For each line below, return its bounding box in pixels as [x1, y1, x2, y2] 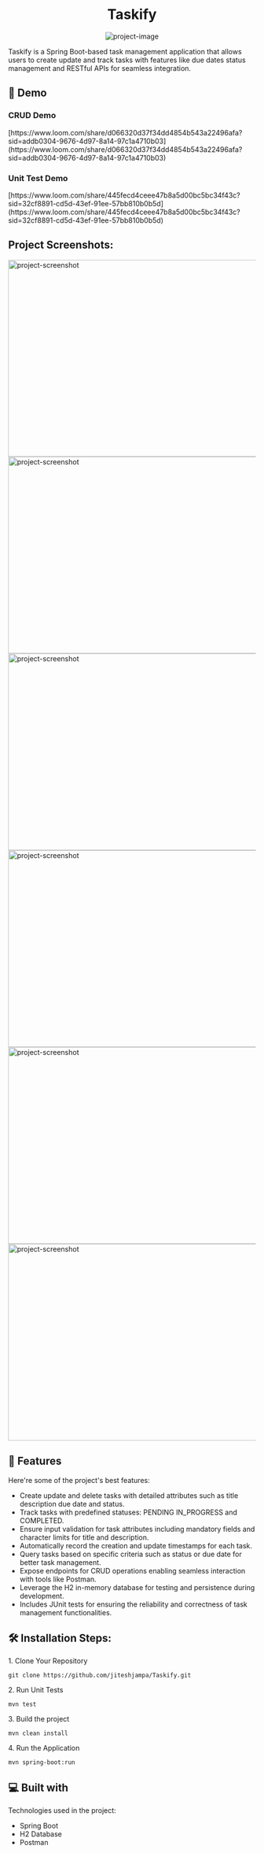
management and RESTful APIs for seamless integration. [8, 63, 191, 72]
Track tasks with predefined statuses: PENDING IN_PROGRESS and [19, 1507, 238, 1517]
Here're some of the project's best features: [8, 1475, 151, 1485]
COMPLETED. [19, 1515, 64, 1525]
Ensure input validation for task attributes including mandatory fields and [19, 1524, 255, 1533]
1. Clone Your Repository [8, 1656, 88, 1666]
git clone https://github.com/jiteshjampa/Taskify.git [8, 1671, 192, 1680]
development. [19, 1591, 64, 1600]
